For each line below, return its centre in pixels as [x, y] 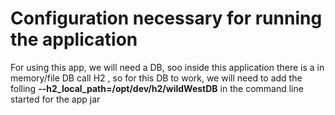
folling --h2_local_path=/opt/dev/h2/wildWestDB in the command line [157, 88]
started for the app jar [55, 99]
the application [74, 39]
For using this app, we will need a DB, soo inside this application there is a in [167, 67]
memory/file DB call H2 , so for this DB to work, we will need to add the [156, 78]
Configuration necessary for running [166, 18]
